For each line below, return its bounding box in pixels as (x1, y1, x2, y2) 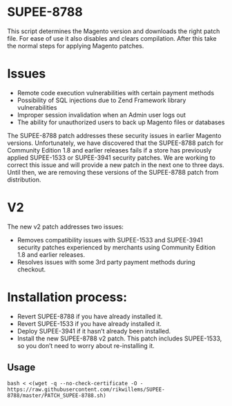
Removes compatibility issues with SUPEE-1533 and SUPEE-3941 (17, 235, 204, 244)
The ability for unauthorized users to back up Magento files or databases (17, 118, 225, 126)
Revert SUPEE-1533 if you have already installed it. (17, 319, 162, 328)
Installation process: (7, 289, 128, 304)
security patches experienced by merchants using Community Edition (17, 243, 216, 251)
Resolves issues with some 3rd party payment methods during (17, 258, 195, 266)
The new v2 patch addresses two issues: (7, 222, 124, 231)
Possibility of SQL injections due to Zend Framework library (17, 96, 186, 104)
